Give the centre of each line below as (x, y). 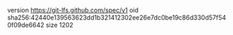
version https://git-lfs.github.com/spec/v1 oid (73, 10)
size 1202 (60, 25)
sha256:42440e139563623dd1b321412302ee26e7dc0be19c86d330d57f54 (117, 17)
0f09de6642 (26, 25)
